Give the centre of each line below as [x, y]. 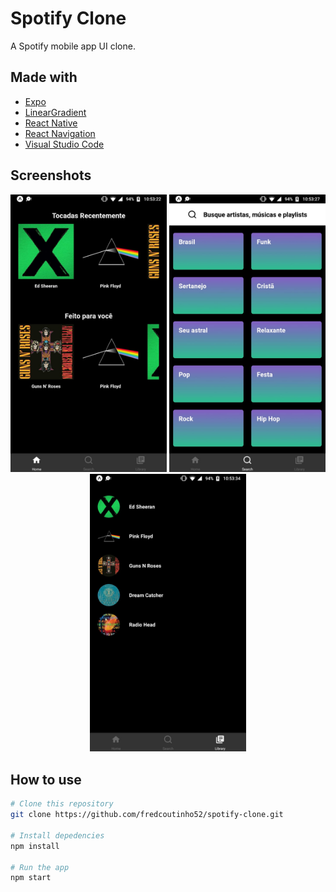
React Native [51, 123]
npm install [35, 846]
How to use [46, 779]
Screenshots [51, 175]
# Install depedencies [57, 835]
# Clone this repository [62, 804]
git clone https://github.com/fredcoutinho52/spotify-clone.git [147, 815]
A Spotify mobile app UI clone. [73, 46]
